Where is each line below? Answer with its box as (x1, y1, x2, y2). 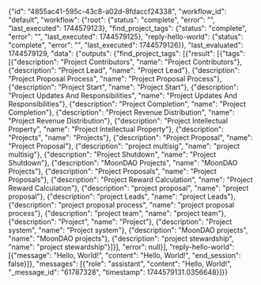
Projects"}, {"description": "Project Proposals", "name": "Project (8, 166, 217, 176)
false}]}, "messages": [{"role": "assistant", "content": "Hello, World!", (8, 259, 232, 268)
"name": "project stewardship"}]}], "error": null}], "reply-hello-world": (8, 242, 235, 252)
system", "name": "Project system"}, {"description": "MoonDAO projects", (8, 226, 248, 234)
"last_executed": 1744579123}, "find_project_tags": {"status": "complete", (8, 24, 248, 32)
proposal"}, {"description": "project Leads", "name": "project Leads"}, (8, 192, 236, 201)
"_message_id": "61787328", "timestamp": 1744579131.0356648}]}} (8, 268, 228, 276)
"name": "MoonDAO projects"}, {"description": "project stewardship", (8, 234, 234, 243)
